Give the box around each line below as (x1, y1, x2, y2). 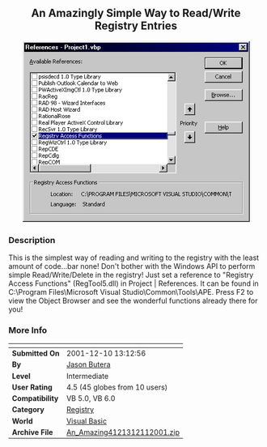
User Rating (11, 382, 53, 392)
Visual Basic (66, 416, 108, 426)
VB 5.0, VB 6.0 (66, 394, 116, 403)
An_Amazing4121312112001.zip (66, 427, 180, 436)
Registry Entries (94, 19, 178, 33)
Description (8, 234, 56, 245)
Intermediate (66, 371, 109, 381)
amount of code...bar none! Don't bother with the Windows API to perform (8, 262, 256, 271)
